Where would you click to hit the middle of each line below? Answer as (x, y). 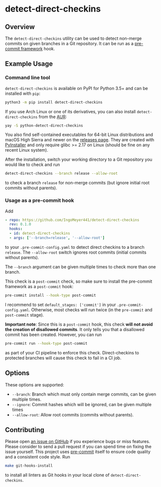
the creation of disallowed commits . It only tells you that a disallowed (75, 329)
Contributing (25, 430)
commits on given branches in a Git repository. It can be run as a (69, 44)
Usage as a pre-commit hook (40, 200)
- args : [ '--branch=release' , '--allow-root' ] (57, 238)
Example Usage (29, 64)
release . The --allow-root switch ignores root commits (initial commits (76, 252)
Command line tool (28, 77)
